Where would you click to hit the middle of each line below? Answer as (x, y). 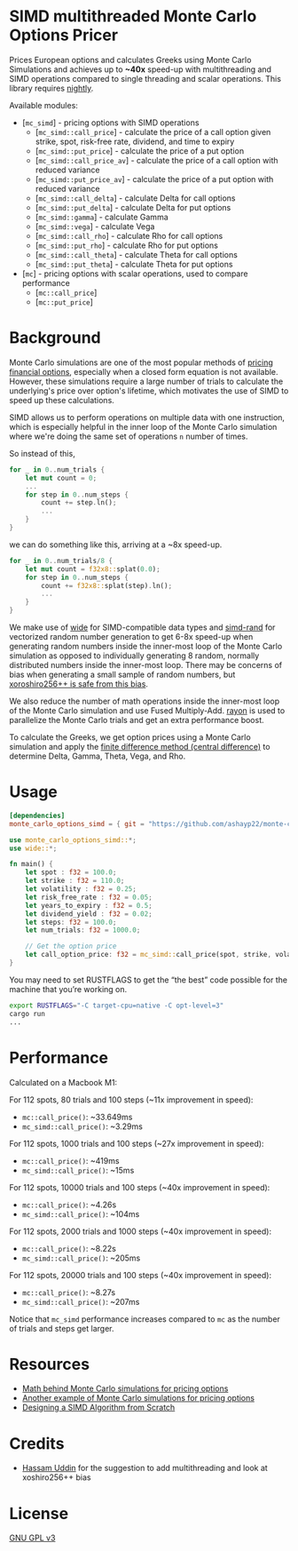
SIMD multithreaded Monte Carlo (133, 16)
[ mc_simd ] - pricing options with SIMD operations (110, 123)
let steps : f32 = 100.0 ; (71, 922)
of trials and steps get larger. (62, 1328)
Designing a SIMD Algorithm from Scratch (98, 1408)
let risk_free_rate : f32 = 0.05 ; (89, 897)
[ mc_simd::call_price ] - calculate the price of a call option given (153, 131)
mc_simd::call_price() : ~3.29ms (82, 1126)
